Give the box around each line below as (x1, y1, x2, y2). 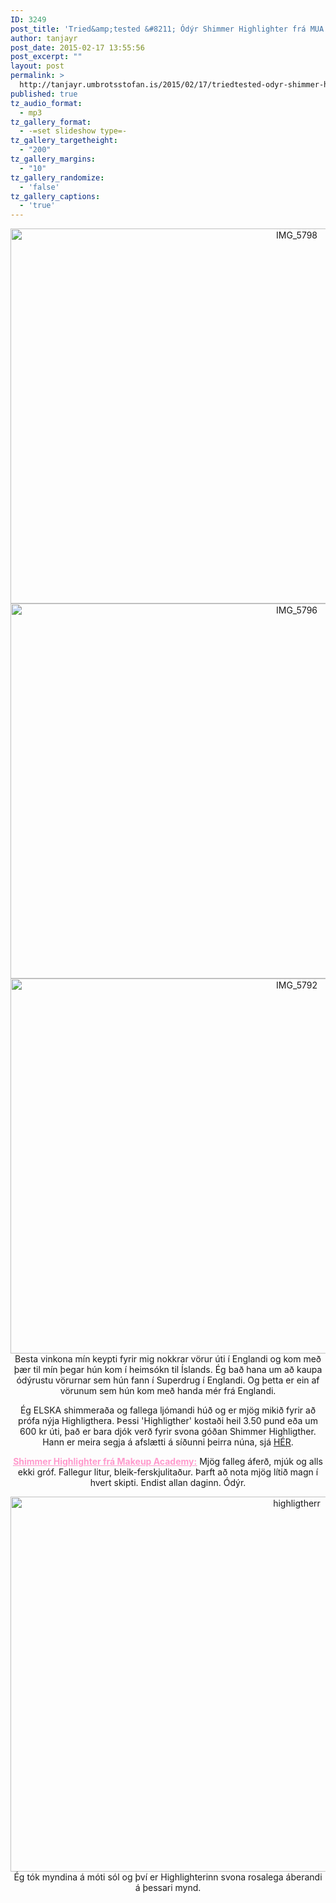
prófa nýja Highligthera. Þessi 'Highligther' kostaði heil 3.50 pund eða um (18, 1415, 318, 1427)
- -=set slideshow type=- (19, 126, 128, 136)
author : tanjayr (10, 33, 78, 43)
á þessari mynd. (134, 1882, 202, 1894)
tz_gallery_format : (10, 117, 92, 127)
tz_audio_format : (10, 98, 83, 108)
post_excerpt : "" (10, 52, 83, 62)
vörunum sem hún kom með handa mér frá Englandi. (59, 1385, 277, 1397)
